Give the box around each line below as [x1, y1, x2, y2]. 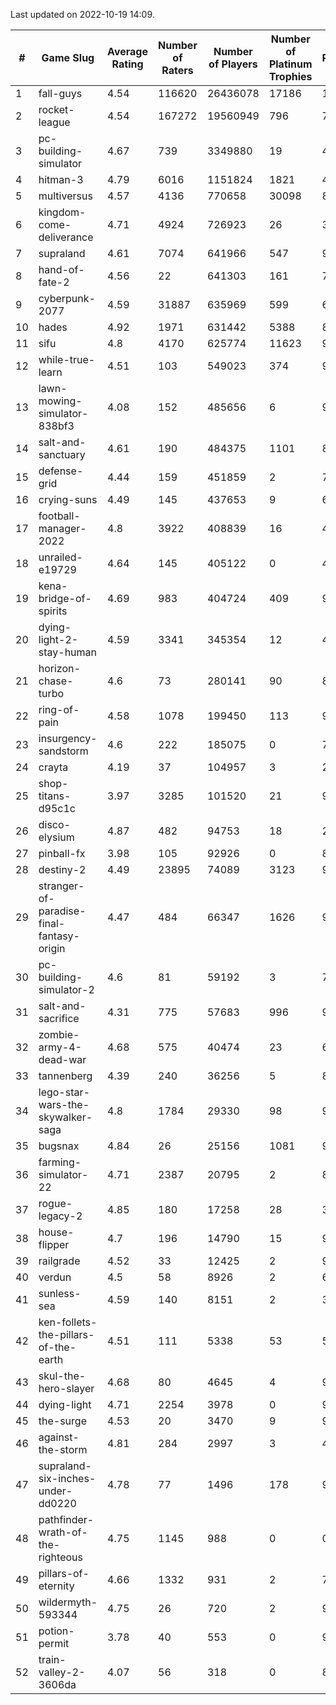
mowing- [38, 394, 83, 408]
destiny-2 [38, 863, 87, 876]
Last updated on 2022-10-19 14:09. [10, 9, 155, 20]
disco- [38, 818, 71, 831]
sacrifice [38, 1012, 80, 1025]
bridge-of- [38, 592, 92, 605]
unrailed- [38, 550, 83, 564]
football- [38, 509, 81, 523]
